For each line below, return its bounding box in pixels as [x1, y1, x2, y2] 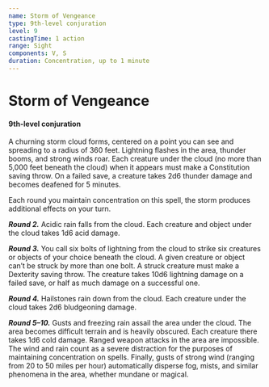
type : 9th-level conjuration [8, 19, 107, 27]
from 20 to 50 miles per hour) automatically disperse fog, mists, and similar [8, 361, 258, 371]
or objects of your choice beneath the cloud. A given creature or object [8, 252, 245, 263]
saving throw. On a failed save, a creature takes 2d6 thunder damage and [8, 171, 253, 181]
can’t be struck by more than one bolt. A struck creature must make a [8, 261, 240, 271]
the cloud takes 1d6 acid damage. [8, 228, 120, 238]
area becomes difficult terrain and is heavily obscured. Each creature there [8, 326, 258, 336]
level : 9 [8, 27, 38, 35]
